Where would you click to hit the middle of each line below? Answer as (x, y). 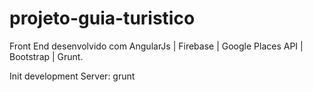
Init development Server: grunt (72, 76)
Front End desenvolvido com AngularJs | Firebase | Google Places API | (156, 46)
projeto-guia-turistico (102, 18)
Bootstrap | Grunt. (46, 56)
